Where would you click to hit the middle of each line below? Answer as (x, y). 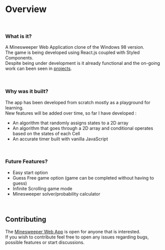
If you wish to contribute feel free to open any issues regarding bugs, (77, 237)
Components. (19, 58)
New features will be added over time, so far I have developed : (71, 113)
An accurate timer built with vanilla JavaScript (60, 139)
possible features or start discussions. (45, 242)
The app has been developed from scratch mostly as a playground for (78, 102)
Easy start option (30, 173)
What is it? (18, 36)
